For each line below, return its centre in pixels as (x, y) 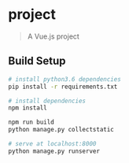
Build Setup (37, 61)
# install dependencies (47, 101)
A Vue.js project (53, 36)
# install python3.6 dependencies (65, 79)
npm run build (31, 122)
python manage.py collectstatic (61, 130)
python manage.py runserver (54, 151)
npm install (28, 108)
